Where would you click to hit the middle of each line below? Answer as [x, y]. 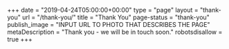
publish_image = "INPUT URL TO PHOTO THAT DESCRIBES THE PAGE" [109, 24]
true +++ [20, 39]
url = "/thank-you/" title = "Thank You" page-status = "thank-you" [116, 17]
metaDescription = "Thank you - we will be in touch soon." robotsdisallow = [115, 32]
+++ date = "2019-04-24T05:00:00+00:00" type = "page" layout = [103, 10]
